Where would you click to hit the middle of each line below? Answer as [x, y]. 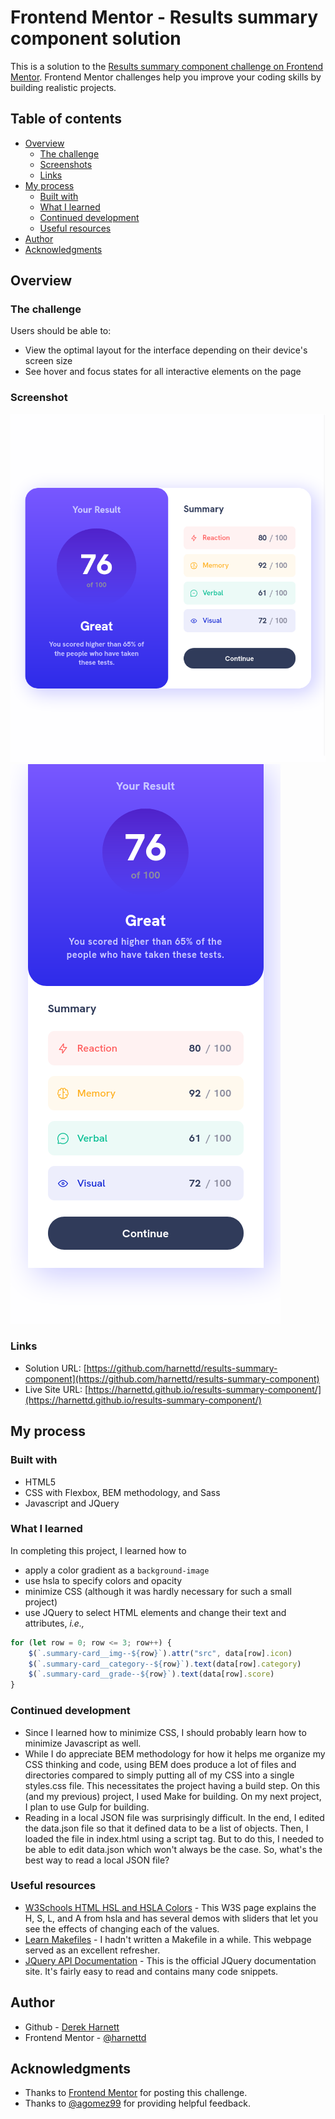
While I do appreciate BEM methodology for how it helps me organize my [175, 1753]
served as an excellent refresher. [92, 1950]
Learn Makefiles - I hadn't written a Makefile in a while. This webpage [168, 1939]
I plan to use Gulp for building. [87, 1807]
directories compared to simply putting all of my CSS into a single [159, 1775]
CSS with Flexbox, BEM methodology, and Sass [122, 1492]
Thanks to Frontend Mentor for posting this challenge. [136, 2093]
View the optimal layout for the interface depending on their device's [166, 350]
